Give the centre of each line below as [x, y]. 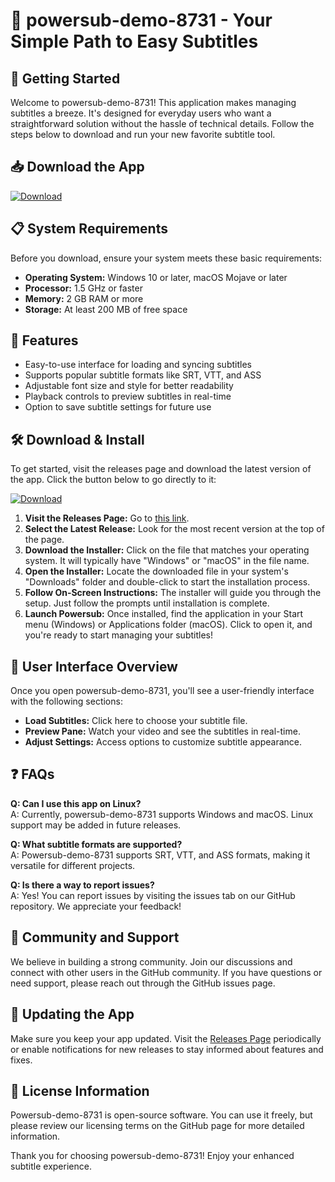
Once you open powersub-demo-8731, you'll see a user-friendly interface [162, 691]
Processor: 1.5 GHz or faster [83, 288]
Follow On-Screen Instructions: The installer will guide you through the [173, 593]
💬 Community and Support [95, 937]
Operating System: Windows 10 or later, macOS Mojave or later [156, 277]
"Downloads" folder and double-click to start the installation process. [167, 582]
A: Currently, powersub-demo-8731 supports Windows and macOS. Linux [162, 814]
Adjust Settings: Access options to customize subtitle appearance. [163, 742]
